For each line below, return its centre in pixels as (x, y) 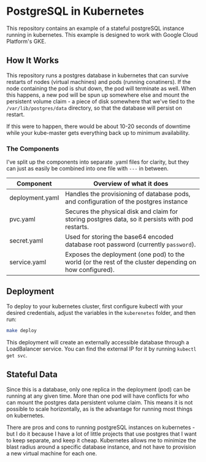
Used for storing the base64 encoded (119, 237)
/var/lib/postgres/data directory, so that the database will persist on (94, 108)
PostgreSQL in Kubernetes (75, 11)
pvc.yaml (22, 219)
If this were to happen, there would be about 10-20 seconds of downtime (98, 126)
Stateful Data (32, 375)
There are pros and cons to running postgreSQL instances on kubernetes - (101, 427)
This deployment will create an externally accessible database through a (98, 342)
